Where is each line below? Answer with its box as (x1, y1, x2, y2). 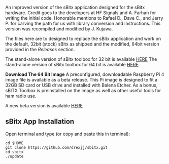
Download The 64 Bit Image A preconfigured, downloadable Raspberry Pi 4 (5, 71, 164, 77)
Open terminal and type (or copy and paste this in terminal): (5, 131, 130, 137)
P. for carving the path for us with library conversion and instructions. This (5, 20, 161, 26)
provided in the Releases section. (5, 47, 75, 52)
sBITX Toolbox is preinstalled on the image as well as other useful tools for (5, 88, 161, 93)
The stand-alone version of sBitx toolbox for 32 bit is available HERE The (5, 56, 157, 62)
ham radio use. (5, 93, 37, 99)
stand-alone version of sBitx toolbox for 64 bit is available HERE (5, 62, 139, 67)
